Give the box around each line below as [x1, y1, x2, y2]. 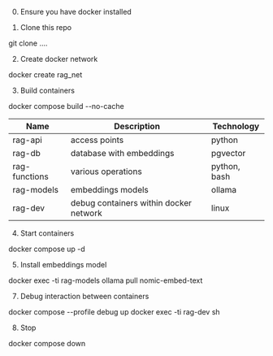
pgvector [210, 148, 246, 158]
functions [12, 171, 49, 182]
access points [70, 134, 124, 145]
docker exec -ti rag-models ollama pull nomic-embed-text [8, 276, 203, 285]
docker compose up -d [8, 244, 85, 254]
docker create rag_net [8, 70, 83, 80]
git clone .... [8, 38, 48, 48]
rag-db [12, 148, 41, 158]
